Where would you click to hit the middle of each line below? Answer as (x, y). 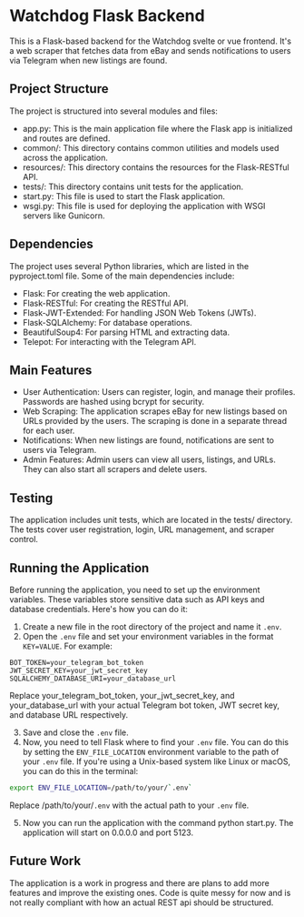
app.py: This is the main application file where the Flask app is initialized (157, 128)
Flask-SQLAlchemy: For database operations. (107, 322)
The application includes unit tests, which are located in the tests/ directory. (151, 520)
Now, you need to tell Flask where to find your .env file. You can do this (155, 742)
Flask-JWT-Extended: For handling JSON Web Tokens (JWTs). (139, 312)
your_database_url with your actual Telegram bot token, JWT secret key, (144, 705)
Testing (31, 498)
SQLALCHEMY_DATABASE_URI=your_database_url (93, 679)
